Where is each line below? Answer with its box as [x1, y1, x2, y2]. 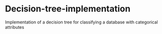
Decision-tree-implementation [5, 3, 131, 14]
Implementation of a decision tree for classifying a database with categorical [5, 19, 158, 25]
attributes [5, 24, 24, 30]
